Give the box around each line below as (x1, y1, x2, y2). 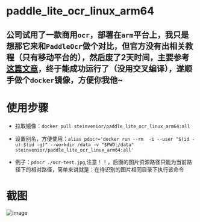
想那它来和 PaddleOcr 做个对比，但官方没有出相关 (6, 41, 186, 51)
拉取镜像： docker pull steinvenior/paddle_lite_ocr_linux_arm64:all (14, 122, 190, 129)
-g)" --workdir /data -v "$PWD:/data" (37, 141, 134, 148)
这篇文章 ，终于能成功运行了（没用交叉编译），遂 (6, 63, 185, 73)
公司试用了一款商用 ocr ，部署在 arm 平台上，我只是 (6, 29, 189, 40)
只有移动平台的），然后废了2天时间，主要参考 (22, 52, 190, 63)
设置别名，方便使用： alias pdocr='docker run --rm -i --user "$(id (14, 135, 190, 142)
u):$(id (14, 141, 34, 148)
